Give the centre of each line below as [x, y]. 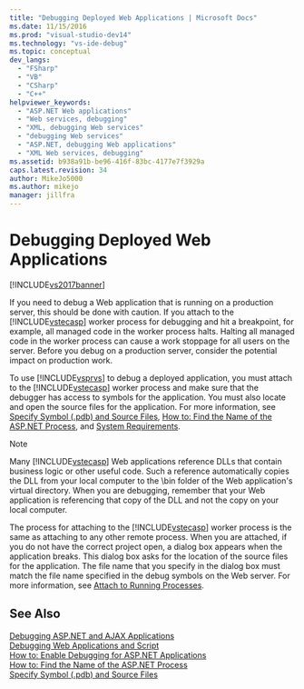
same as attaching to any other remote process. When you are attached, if [148, 536]
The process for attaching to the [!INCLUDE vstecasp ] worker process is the [151, 527]
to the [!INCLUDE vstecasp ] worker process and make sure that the [134, 387]
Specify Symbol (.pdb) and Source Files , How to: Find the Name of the [141, 416]
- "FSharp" [38, 69]
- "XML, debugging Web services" [81, 128]
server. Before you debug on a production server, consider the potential [143, 350]
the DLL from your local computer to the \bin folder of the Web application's [151, 480]
